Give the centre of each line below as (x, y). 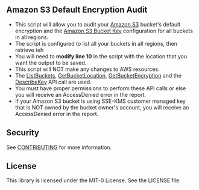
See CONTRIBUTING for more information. (59, 147)
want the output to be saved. (51, 63)
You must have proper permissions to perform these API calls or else (100, 88)
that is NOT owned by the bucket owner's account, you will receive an (102, 107)
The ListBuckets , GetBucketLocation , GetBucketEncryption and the (98, 75)
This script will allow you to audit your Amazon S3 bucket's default (98, 24)
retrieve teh (29, 50)
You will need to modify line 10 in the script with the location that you (101, 56)
